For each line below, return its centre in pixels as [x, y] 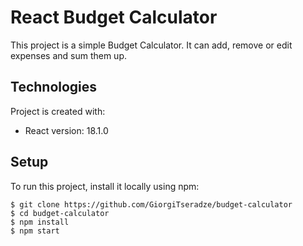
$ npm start [35, 231]
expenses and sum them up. [68, 55]
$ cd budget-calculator [60, 213]
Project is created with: [58, 111]
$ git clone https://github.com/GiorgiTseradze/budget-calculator [151, 204]
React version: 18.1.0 [66, 130]
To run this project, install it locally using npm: [105, 186]
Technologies [54, 87]
